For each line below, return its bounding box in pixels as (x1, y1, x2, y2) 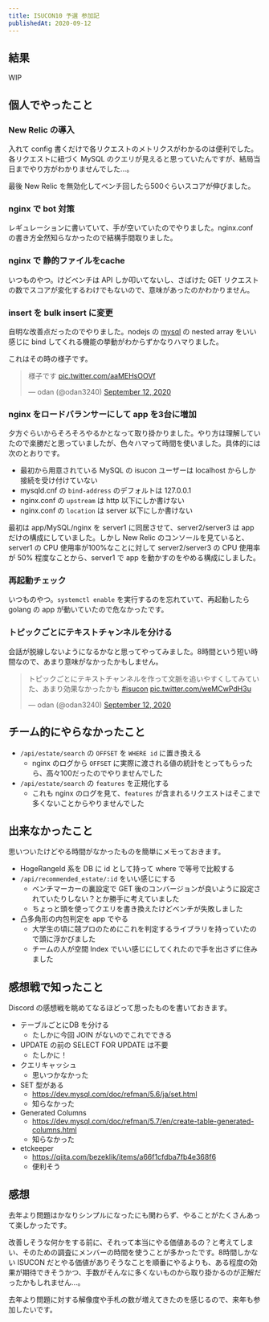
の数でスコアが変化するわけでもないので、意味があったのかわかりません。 (8, 284, 255, 294)
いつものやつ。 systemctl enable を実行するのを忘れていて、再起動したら (8, 595, 251, 604)
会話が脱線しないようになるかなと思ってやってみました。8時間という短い (8, 646, 251, 656)
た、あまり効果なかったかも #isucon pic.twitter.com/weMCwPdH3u (27, 684, 251, 694)
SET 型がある (19, 1080, 64, 1090)
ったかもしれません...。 (8, 1278, 85, 1287)
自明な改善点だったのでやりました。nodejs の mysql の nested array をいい (8, 326, 257, 336)
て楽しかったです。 (8, 1221, 71, 1230)
